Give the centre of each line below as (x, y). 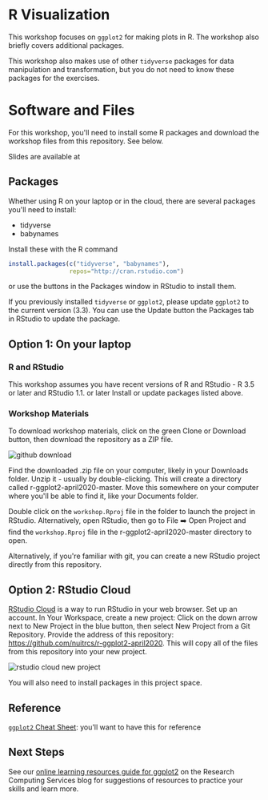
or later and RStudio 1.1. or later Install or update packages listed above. (126, 393)
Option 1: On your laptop (70, 344)
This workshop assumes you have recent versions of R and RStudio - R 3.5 (131, 384)
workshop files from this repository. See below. (86, 141)
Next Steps (36, 752)
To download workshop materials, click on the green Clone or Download (127, 431)
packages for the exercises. (54, 78)
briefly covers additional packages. (66, 45)
